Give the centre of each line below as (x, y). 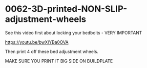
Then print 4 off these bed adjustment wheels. (52, 51)
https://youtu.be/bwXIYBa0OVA (37, 42)
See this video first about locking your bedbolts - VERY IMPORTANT (74, 33)
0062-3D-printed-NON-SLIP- (66, 9)
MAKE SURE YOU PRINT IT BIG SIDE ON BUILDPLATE (59, 61)
